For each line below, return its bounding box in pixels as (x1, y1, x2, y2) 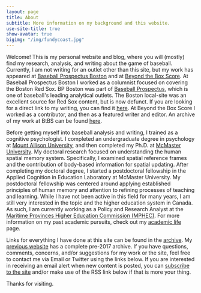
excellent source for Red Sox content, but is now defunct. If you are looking (6, 98, 193, 105)
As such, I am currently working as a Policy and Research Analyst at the (6, 206, 184, 212)
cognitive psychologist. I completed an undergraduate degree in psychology (6, 135, 195, 142)
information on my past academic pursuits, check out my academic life (6, 218, 182, 226)
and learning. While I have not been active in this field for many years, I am (6, 193, 191, 200)
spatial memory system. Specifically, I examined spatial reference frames (6, 155, 187, 161)
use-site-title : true (6, 25, 61, 32)
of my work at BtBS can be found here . (6, 117, 103, 124)
